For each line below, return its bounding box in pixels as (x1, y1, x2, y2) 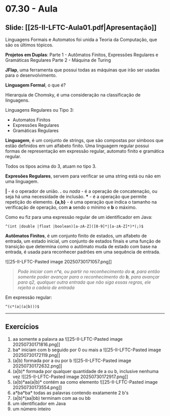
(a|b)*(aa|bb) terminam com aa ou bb (12, 395, 91, 401)
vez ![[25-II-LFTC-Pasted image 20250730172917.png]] (12, 374, 128, 380)
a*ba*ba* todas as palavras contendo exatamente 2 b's (12, 390, 129, 396)
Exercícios (5, 322, 39, 331)
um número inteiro (12, 405, 51, 412)
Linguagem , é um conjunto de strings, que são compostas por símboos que (5, 137, 163, 143)
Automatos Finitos (12, 117, 51, 123)
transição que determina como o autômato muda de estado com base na (5, 244, 157, 249)
